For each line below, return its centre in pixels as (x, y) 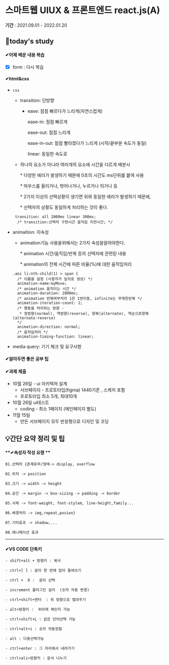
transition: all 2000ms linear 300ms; (56, 217)
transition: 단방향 (37, 100)
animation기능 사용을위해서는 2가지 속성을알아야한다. (72, 242)
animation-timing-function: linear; (56, 337)
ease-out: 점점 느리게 (49, 132)
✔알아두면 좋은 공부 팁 (27, 359)
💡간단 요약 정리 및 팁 (35, 438)
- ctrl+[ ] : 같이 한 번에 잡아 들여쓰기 (44, 571)
